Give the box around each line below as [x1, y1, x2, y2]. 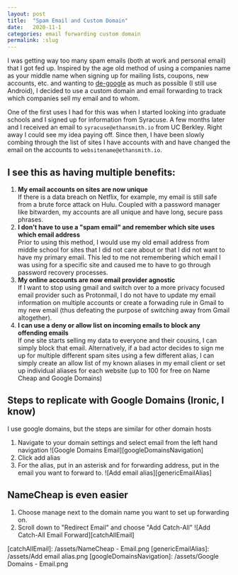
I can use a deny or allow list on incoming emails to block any [17, 321, 200, 329]
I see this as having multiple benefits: [7, 166, 176, 178]
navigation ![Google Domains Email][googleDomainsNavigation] [17, 446, 204, 454]
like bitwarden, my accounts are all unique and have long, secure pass [17, 208, 223, 216]
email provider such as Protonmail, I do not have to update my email [17, 291, 216, 299]
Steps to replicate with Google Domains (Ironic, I [7, 394, 225, 407]
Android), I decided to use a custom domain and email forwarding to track [7, 87, 223, 95]
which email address [17, 230, 80, 239]
